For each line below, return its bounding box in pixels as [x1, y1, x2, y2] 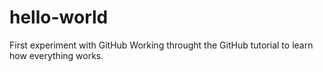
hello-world [9, 6, 109, 29]
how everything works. [9, 49, 104, 61]
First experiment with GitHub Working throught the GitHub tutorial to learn [9, 39, 314, 51]
